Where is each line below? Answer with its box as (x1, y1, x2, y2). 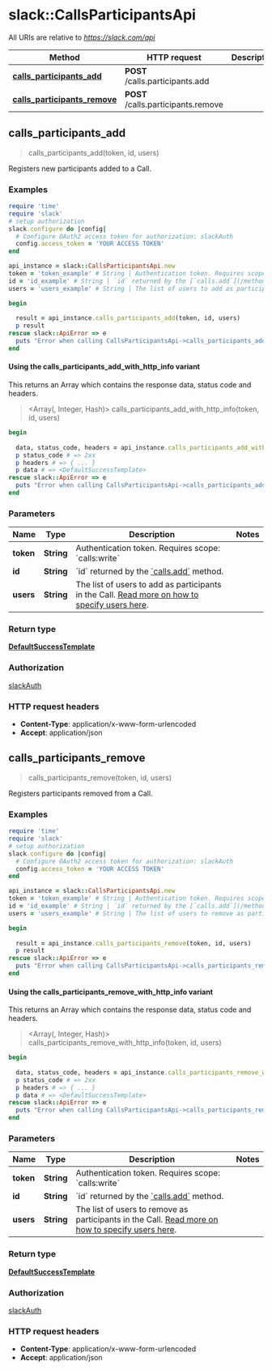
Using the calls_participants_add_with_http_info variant (8, 362, 201, 372)
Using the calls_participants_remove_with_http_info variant (8, 987, 213, 997)
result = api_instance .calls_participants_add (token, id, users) (15, 314, 241, 322)
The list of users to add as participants (75, 579, 222, 591)
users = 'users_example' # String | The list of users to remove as (8, 909, 244, 917)
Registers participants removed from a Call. (8, 788, 153, 798)
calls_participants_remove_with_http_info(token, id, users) (28, 1038, 223, 1048)
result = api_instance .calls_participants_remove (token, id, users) (15, 939, 252, 947)
